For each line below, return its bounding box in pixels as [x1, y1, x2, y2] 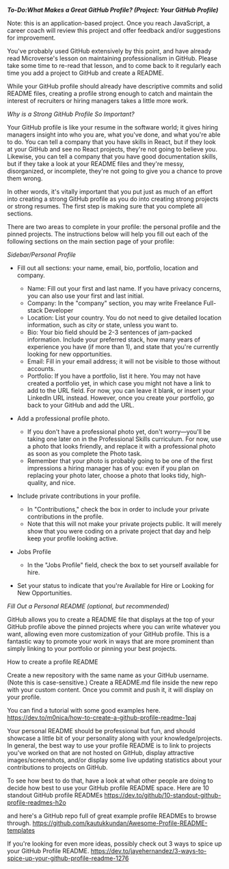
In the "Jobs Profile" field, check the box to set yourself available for [27, 561, 219, 569]
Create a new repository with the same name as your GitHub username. [7, 671, 209, 679]
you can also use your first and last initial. [27, 291, 145, 300]
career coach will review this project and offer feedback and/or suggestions [7, 27, 221, 34]
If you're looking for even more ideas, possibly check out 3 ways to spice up [7, 840, 222, 848]
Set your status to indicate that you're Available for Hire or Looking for [16, 582, 214, 589]
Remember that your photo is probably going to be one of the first [27, 457, 213, 465]
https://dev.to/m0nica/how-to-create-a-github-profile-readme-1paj [7, 713, 197, 722]
